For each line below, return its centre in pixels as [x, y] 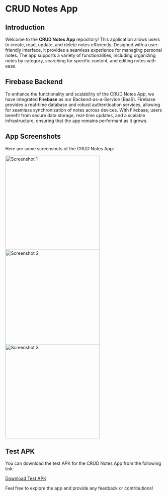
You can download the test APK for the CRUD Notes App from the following [83, 463]
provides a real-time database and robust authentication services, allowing [83, 105]
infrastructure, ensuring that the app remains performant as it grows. [76, 121]
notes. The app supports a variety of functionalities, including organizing [80, 55]
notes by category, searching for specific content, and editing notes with [80, 61]
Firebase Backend [34, 82]
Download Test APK [26, 478]
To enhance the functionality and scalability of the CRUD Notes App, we [80, 94]
